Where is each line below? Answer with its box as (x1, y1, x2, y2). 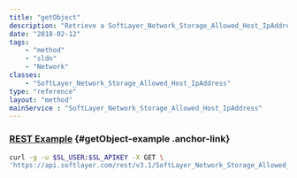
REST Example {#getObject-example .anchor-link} (9, 133, 231, 145)
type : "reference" (9, 87, 77, 96)
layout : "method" (9, 95, 73, 104)
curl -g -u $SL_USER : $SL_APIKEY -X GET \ (9, 152, 164, 162)
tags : (9, 37, 29, 47)
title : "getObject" (9, 12, 81, 22)
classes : (9, 71, 42, 80)
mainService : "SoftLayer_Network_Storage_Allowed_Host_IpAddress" (9, 104, 263, 112)
